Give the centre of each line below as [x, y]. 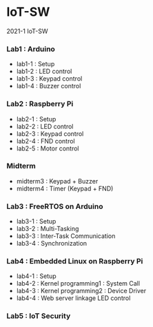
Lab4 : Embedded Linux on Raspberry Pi [75, 261]
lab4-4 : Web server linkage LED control [73, 298]
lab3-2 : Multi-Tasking [48, 229]
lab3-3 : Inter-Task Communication [66, 236]
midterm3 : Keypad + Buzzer [57, 181]
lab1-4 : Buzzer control [49, 86]
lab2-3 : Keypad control [50, 133]
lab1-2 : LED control [44, 71]
